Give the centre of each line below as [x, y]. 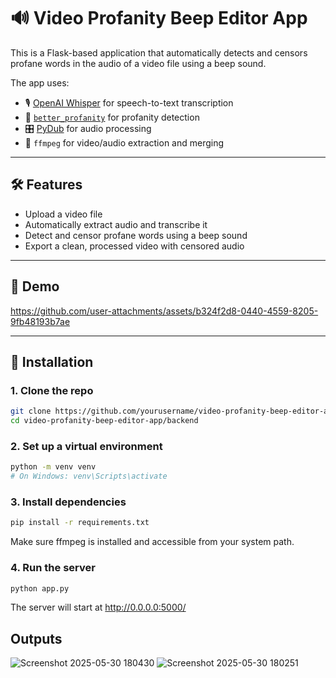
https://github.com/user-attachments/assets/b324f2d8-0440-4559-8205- [164, 311]
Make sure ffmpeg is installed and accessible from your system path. [152, 542]
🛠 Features [46, 185]
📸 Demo [35, 286]
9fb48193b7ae [40, 321]
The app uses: [40, 82]
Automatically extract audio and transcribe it [116, 224]
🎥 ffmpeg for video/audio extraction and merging [124, 142]
